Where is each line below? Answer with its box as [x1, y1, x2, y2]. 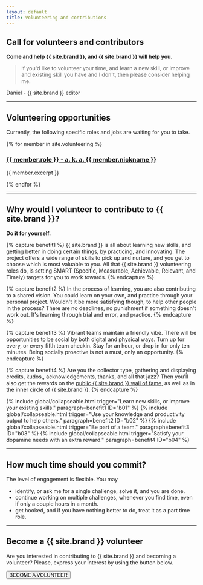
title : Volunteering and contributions [6, 15, 107, 21]
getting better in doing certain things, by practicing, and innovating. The [6, 248, 185, 255]
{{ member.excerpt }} [6, 169, 59, 176]
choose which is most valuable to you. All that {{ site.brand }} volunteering [6, 261, 192, 268]
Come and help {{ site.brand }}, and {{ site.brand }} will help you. [6, 53, 173, 61]
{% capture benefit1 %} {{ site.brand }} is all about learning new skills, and [6, 242, 192, 249]
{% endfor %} [6, 181, 41, 188]
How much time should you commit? [6, 460, 147, 470]
